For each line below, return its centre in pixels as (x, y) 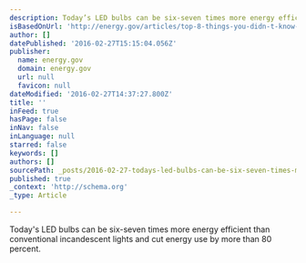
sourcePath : (32, 170)
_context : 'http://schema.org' (69, 187)
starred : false (38, 145)
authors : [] (32, 162)
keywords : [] (34, 153)
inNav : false (34, 128)
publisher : (30, 52)
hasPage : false (38, 119)
